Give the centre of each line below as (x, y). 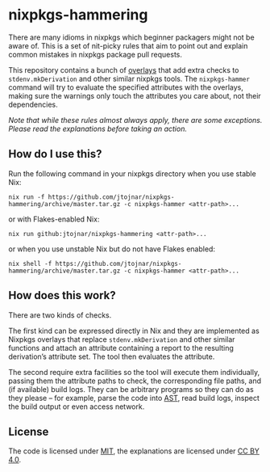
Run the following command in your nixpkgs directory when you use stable (132, 173)
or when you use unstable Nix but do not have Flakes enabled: (112, 249)
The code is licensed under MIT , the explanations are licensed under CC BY (134, 451)
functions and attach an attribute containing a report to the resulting (121, 348)
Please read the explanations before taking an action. (98, 129)
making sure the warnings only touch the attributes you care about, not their (135, 95)
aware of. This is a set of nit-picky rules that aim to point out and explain (128, 45)
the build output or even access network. (77, 407)
